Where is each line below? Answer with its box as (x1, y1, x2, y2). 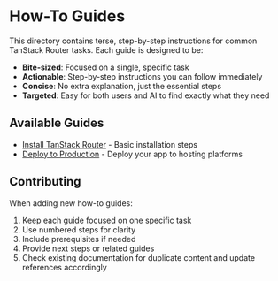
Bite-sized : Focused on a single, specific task (21, 62, 189, 72)
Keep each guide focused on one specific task (21, 215, 192, 225)
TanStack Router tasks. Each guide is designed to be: (9, 44, 204, 55)
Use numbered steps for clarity (21, 224, 135, 235)
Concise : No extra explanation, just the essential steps (21, 80, 222, 91)
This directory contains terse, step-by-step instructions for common (9, 35, 258, 46)
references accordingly (21, 262, 108, 272)
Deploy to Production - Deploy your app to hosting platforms (21, 148, 243, 159)
